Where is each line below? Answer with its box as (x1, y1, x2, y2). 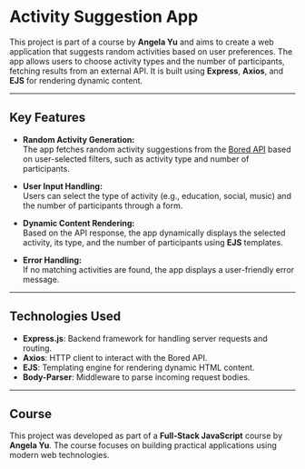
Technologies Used (9, 309, 121, 324)
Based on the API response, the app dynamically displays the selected (22, 227, 286, 238)
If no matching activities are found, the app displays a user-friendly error (22, 264, 295, 274)
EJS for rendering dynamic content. (9, 75, 143, 85)
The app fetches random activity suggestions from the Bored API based (22, 144, 292, 155)
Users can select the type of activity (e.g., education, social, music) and (22, 190, 292, 201)
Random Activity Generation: (22, 134, 135, 145)
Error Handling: (22, 254, 83, 265)
